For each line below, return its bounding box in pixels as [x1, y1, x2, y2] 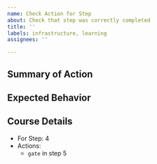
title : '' [7, 23, 36, 30]
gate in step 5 [27, 149, 67, 157]
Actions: [17, 141, 42, 150]
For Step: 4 [17, 134, 50, 142]
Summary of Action [7, 68, 93, 80]
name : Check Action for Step [7, 10, 92, 17]
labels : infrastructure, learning [7, 29, 108, 37]
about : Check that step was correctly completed [7, 17, 151, 24]
